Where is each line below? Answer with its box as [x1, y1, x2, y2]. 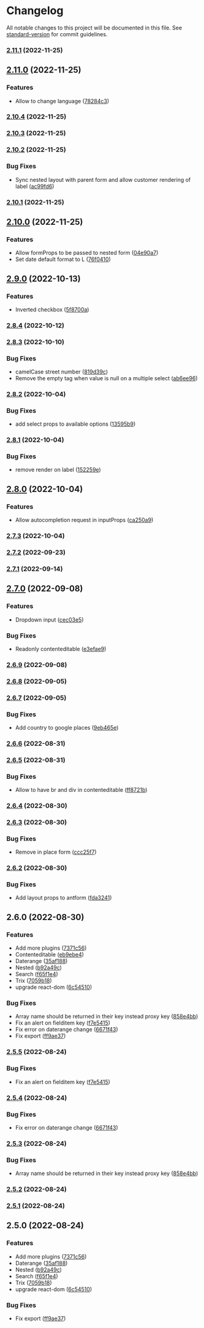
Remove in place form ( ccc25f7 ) [15, 848, 97, 856]
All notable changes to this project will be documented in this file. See [6, 24, 183, 31]
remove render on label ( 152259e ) [15, 466, 101, 474]
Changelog [6, 4, 64, 18]
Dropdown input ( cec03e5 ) [15, 615, 84, 623]
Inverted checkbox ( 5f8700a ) [15, 305, 89, 313]
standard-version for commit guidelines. [6, 30, 108, 37]
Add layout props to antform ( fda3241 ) [15, 894, 112, 902]
